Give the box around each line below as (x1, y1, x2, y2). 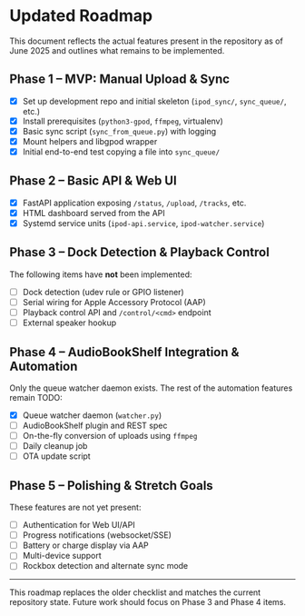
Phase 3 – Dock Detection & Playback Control (9, 244, 270, 260)
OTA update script (22, 451, 91, 462)
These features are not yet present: (9, 502, 142, 513)
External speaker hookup (22, 317, 117, 328)
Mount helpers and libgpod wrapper (22, 135, 158, 146)
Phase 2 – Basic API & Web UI (9, 174, 177, 189)
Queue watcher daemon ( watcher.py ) (22, 410, 162, 421)
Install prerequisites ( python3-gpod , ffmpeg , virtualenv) (22, 115, 224, 126)
